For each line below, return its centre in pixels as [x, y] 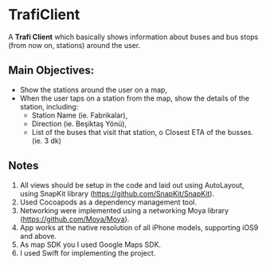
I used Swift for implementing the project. [88, 252]
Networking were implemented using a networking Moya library [124, 210]
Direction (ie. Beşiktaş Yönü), [79, 123]
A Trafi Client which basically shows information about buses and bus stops [133, 37]
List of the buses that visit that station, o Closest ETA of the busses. [142, 132]
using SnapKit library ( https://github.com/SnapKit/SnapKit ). [117, 193]
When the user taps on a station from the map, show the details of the [135, 98]
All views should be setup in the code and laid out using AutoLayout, [132, 185]
